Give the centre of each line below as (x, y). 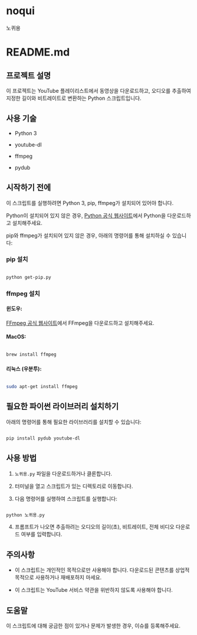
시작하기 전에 (29, 188)
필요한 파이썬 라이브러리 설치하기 (63, 407)
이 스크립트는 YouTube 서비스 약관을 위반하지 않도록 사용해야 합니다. (93, 590)
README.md (38, 52)
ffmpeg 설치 (23, 294)
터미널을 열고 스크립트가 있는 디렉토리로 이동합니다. (74, 486)
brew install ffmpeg (32, 355)
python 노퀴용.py (26, 515)
